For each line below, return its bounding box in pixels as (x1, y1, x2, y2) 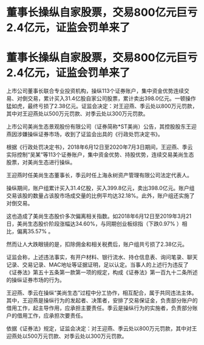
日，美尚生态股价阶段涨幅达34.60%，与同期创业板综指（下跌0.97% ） (6, 220, 182, 228)
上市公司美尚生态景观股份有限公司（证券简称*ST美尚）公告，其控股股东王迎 (6, 123, 197, 131)
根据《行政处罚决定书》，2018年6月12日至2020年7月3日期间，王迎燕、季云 (6, 143, 193, 151)
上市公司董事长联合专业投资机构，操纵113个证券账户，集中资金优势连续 (6, 87, 185, 95)
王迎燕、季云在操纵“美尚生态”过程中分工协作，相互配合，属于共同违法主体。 (6, 289, 197, 296)
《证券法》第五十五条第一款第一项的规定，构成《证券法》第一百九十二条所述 (6, 268, 198, 276)
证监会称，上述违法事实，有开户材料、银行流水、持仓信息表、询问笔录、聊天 (6, 253, 198, 261)
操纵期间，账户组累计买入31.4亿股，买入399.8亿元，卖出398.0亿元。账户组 (6, 185, 195, 192)
